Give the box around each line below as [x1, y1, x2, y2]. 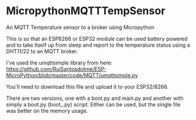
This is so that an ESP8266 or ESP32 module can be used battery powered [6, 35, 188, 42]
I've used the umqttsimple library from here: [6, 59, 113, 66]
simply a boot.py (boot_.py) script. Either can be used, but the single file [6, 100, 181, 108]
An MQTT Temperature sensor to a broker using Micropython [6, 24, 155, 31]
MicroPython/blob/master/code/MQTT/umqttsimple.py [6, 72, 138, 79]
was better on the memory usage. [6, 107, 88, 114]
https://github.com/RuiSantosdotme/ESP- [6, 65, 107, 72]
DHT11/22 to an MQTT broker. [6, 47, 78, 54]
